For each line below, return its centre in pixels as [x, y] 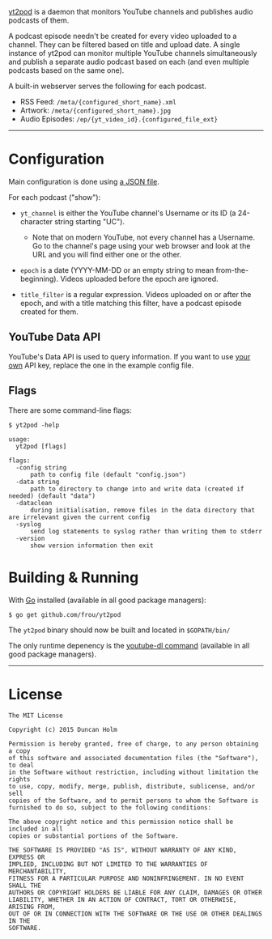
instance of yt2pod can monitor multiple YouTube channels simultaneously [133, 53]
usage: [19, 439]
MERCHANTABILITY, [38, 872]
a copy [19, 751]
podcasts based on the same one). [66, 70]
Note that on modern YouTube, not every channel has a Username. [144, 237]
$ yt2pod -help [34, 425]
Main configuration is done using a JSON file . [84, 181]
